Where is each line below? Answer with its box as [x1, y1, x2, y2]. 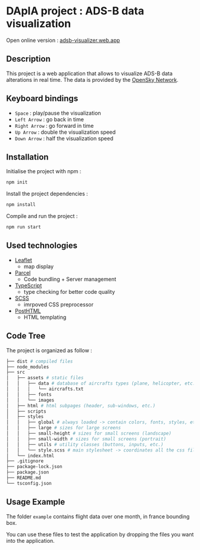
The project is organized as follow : [6, 346, 92, 354]
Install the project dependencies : [6, 190, 88, 198]
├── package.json [6, 469, 49, 475]
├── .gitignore [6, 458, 44, 464]
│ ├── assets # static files [6, 375, 84, 381]
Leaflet [14, 256, 33, 263]
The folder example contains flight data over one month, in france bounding [6, 512, 190, 520]
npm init [6, 179, 28, 186]
